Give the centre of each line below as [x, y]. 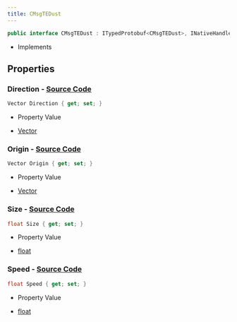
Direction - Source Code [49, 89]
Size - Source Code [41, 209]
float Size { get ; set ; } [45, 224]
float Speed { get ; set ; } [47, 284]
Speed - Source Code [45, 269]
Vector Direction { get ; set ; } [55, 104]
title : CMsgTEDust [34, 14]
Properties [31, 69]
